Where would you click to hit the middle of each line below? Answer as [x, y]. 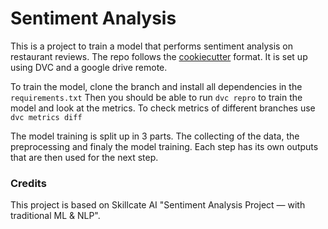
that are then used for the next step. [84, 157]
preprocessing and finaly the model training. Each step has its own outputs [164, 146]
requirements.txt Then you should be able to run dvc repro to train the [156, 97]
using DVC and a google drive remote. [89, 67]
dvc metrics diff [46, 117]
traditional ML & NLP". [55, 216]
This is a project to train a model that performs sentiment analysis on [152, 46]
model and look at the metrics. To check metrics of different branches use [163, 108]
